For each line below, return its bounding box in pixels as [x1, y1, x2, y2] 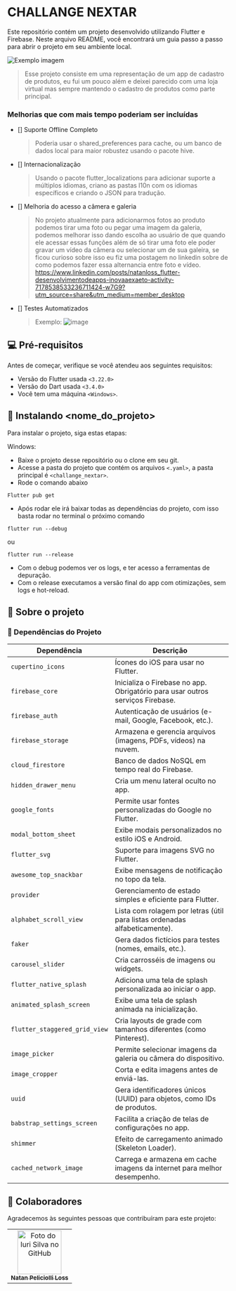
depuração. [17, 570, 51, 579]
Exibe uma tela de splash [114, 995, 197, 1005]
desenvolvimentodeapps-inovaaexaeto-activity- [34, 275, 174, 284]
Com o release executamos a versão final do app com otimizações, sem [17, 578, 226, 586]
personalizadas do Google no [114, 805, 212, 815]
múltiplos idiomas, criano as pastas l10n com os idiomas [34, 181, 198, 190]
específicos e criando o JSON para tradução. [34, 189, 166, 197]
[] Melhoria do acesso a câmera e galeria [17, 202, 137, 211]
